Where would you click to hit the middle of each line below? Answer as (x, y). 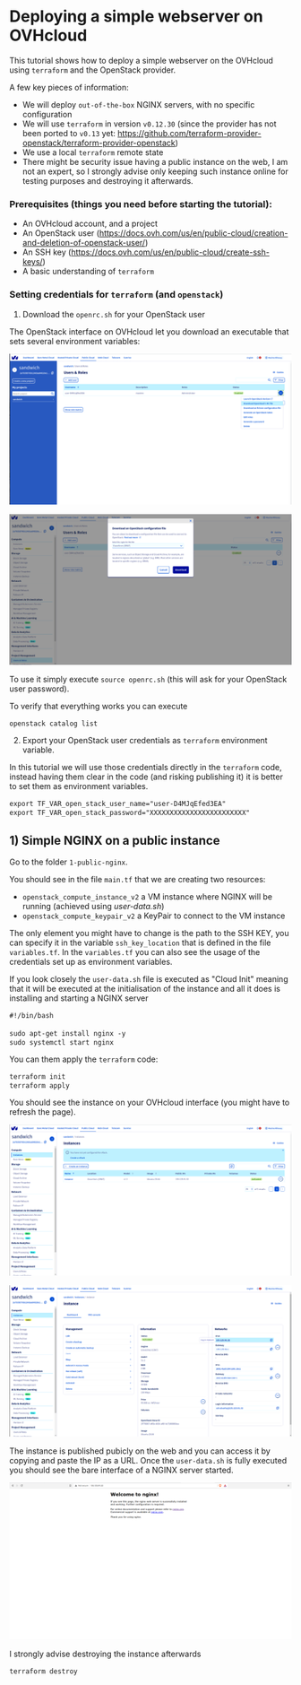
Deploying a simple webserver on (136, 17)
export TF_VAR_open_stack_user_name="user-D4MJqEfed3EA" (118, 804)
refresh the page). (43, 1112)
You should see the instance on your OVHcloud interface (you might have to (150, 1103)
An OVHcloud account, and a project (90, 224)
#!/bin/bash (31, 1016)
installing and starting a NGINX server (79, 998)
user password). (39, 689)
